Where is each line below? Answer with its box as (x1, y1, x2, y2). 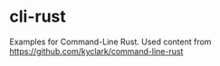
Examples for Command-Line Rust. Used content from (9, 36, 212, 47)
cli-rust (9, 6, 66, 27)
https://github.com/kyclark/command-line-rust (9, 45, 184, 56)
